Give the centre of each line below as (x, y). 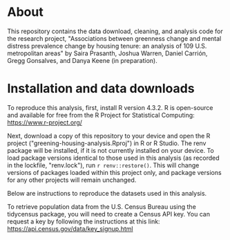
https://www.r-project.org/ (45, 122)
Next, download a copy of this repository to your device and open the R (109, 136)
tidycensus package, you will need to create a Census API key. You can (109, 214)
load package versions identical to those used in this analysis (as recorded (113, 158)
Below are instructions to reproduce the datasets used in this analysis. (107, 193)
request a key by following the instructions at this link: (84, 221)
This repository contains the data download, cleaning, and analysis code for (115, 31)
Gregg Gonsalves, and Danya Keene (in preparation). (82, 60)
